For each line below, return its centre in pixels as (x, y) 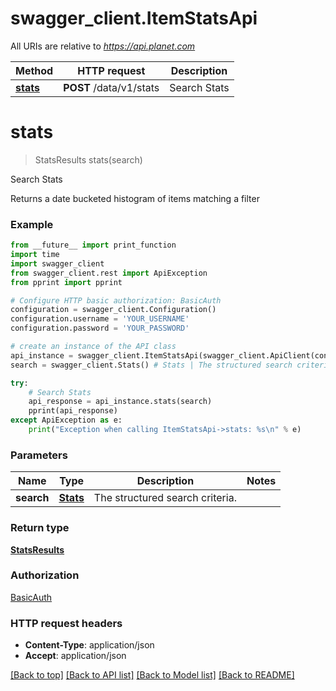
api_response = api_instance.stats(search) (120, 402)
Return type (40, 528)
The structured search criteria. (165, 498)
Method (34, 70)
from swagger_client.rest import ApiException (109, 273)
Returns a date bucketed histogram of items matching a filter (135, 198)
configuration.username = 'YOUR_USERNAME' (100, 319)
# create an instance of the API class (93, 347)
